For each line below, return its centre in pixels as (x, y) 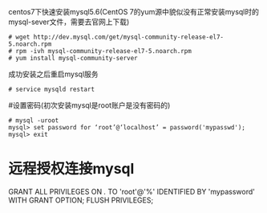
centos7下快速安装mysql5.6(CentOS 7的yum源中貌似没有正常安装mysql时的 (133, 12)
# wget (19, 37)
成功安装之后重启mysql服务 (53, 74)
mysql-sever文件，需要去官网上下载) (69, 22)
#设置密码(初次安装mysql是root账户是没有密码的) (89, 105)
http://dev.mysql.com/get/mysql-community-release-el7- (129, 37)
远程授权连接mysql (71, 169)
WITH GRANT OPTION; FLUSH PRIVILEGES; (81, 200)
